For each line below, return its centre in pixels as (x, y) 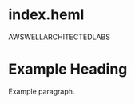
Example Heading (68, 69)
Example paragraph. (42, 91)
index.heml (46, 15)
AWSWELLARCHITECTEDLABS (59, 37)
